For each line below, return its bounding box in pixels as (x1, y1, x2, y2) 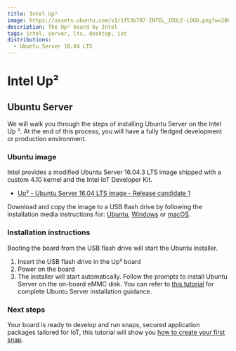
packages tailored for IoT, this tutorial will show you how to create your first (7, 328, 225, 336)
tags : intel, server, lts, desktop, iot (7, 29, 128, 37)
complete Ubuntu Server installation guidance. (17, 287, 152, 296)
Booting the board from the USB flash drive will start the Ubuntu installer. (7, 244, 218, 252)
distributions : (7, 37, 52, 44)
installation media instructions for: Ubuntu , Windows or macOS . (7, 210, 191, 218)
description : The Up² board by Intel (7, 23, 118, 30)
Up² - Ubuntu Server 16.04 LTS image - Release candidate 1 (17, 189, 191, 197)
